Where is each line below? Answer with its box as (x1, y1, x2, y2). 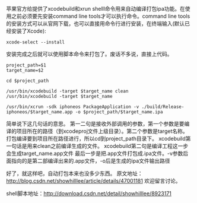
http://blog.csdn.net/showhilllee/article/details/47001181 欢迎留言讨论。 (6, 177, 181, 184)
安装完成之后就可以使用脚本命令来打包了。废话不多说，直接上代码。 (6, 50, 173, 58)
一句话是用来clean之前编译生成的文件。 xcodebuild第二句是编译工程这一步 (6, 142, 189, 150)
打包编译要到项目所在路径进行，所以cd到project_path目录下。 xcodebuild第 (6, 135, 191, 142)
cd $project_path (6, 78, 49, 84)
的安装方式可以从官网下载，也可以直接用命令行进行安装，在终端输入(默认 (6, 20, 185, 27)
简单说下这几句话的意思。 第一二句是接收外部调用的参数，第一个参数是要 (6, 120, 185, 127)
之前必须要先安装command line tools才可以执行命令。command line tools (11, 12, 190, 20)
